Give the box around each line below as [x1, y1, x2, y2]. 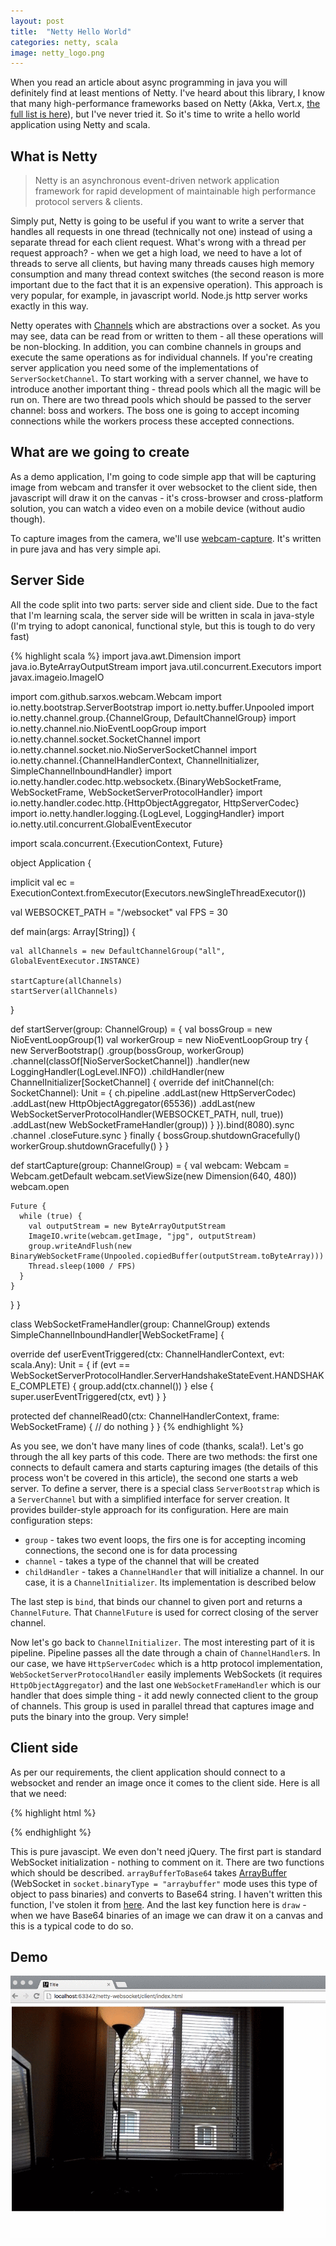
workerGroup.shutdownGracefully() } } [10, 1140, 170, 1152]
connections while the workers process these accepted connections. [10, 415, 295, 427]
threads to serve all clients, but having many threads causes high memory [10, 258, 315, 270]
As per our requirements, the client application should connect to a [10, 1766, 286, 1778]
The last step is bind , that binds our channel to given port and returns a [10, 1595, 303, 1607]
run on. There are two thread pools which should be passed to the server [10, 394, 312, 406]
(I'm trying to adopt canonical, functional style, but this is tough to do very [10, 620, 316, 632]
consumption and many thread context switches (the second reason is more [10, 268, 325, 280]
